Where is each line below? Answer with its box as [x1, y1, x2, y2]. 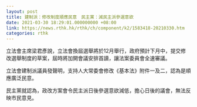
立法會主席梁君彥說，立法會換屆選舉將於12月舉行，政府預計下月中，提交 [6, 48, 181, 55]
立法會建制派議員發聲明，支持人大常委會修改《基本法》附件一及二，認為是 [6, 67, 186, 74]
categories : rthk [6, 31, 49, 36]
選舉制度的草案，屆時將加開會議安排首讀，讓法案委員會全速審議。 [11, 55, 171, 62]
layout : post [6, 8, 38, 15]
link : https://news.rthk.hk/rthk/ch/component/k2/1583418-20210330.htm [6, 25, 185, 31]
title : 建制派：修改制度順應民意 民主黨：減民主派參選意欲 [6, 14, 134, 20]
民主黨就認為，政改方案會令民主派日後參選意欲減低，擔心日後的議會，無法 [6, 87, 186, 94]
